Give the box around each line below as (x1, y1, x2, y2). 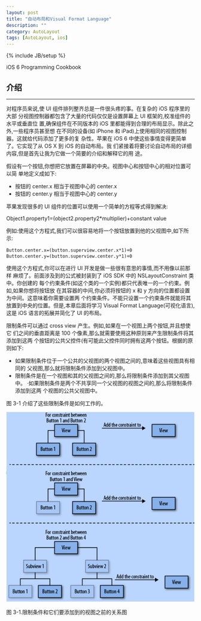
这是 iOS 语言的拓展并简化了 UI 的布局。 (6, 309, 105, 316)
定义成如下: (28, 170, 57, 177)
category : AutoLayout (6, 29, 60, 35)
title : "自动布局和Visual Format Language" (6, 16, 112, 22)
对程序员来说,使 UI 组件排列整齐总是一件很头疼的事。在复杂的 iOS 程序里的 (6, 105, 190, 112)
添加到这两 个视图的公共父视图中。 (14, 387, 100, 394)
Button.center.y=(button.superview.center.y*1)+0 (6, 253, 133, 259)
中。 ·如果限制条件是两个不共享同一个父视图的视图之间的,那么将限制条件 (14, 380, 193, 387)
